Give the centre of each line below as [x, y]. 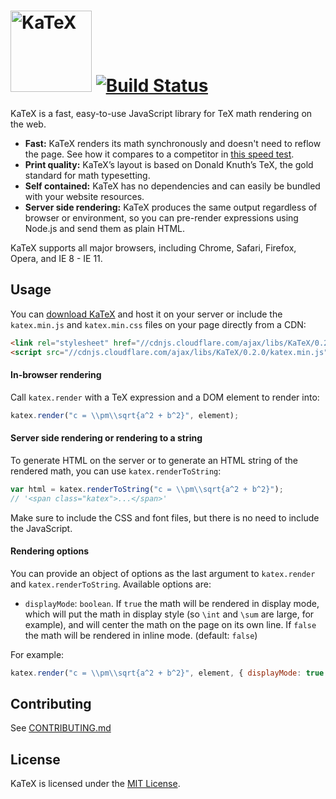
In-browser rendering [56, 375]
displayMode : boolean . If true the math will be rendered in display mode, [172, 603]
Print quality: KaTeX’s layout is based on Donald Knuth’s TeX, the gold [169, 164]
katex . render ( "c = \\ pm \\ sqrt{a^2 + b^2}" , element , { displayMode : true [167, 673]
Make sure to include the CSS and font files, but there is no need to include [165, 517]
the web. [28, 124]
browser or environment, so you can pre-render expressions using [161, 217]
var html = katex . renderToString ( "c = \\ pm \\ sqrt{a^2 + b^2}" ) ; [147, 489]
